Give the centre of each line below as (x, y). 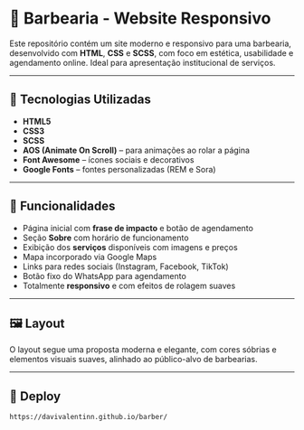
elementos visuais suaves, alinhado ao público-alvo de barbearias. (133, 360)
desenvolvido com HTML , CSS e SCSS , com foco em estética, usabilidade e (152, 52)
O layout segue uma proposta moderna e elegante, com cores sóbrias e (143, 350)
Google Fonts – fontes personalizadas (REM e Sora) (119, 169)
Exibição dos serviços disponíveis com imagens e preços (130, 247)
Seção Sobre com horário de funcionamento (105, 238)
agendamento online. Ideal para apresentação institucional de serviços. (142, 62)
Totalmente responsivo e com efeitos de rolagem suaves (129, 285)
